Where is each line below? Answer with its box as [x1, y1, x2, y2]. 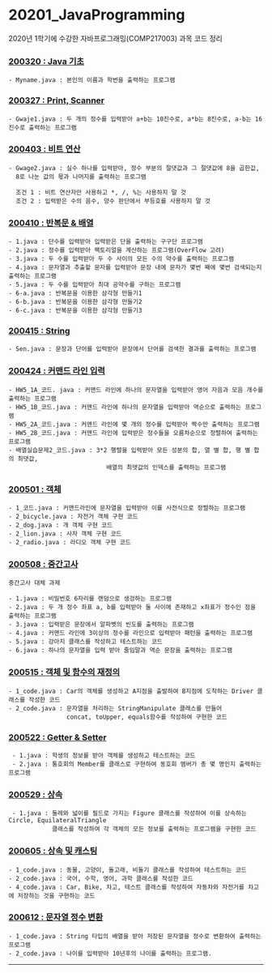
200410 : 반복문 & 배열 [8, 217, 95, 228]
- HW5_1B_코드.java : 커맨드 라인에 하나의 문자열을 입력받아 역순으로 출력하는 [8, 403, 242, 411]
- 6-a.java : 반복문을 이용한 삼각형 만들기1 [8, 289, 142, 297]
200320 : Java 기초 [8, 55, 85, 66]
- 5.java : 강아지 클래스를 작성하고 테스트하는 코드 [8, 638, 164, 646]
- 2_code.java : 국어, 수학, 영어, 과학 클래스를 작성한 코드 [8, 874, 193, 882]
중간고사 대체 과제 [8, 579, 61, 587]
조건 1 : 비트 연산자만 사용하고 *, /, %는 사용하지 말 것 [15, 188, 187, 196]
